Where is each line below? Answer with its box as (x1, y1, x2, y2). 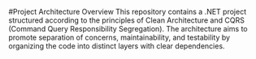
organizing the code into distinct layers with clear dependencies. (8, 41, 225, 51)
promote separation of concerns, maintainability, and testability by (8, 32, 230, 42)
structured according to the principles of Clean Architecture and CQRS (8, 15, 245, 25)
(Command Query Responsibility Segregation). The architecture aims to (8, 24, 248, 33)
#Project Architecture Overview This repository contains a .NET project (8, 7, 246, 16)
